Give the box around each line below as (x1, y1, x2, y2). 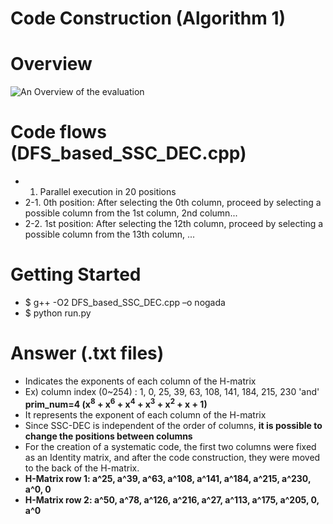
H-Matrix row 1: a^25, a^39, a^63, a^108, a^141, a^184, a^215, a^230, (24, 472, 312, 484)
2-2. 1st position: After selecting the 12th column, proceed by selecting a (24, 218, 324, 230)
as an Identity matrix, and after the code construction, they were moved (24, 451, 321, 463)
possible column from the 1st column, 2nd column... (24, 207, 238, 219)
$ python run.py (24, 307, 92, 319)
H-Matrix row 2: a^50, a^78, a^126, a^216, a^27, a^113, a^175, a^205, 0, (24, 493, 320, 506)
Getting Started (10, 263, 142, 286)
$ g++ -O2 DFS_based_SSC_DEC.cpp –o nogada (24, 297, 226, 308)
